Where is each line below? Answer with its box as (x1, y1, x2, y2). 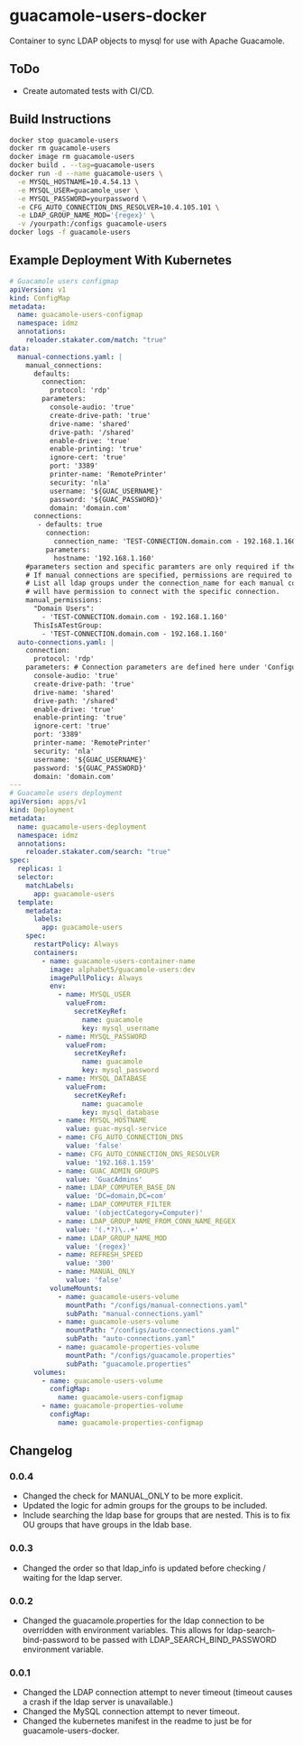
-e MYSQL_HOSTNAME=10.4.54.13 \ (17, 177, 140, 186)
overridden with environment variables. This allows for (22, 1625, 225, 1636)
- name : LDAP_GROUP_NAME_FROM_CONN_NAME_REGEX (57, 1216, 236, 1226)
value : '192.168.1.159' (66, 1157, 155, 1167)
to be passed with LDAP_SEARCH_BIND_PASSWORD (80, 1635, 277, 1646)
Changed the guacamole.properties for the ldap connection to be (22, 1615, 265, 1626)
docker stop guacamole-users (9, 135, 119, 144)
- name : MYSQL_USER (57, 990, 131, 999)
